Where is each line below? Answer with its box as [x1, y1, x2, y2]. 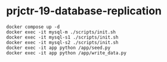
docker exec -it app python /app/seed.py [6, 45, 111, 51]
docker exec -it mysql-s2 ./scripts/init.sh [6, 39, 119, 45]
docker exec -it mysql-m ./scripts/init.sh [6, 29, 116, 35]
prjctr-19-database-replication [6, 4, 162, 18]
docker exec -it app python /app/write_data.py [6, 49, 127, 56]
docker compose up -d [6, 24, 60, 30]
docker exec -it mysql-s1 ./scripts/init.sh [6, 34, 119, 40]
